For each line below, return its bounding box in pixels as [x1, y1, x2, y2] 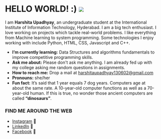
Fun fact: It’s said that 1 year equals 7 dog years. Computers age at [12, 80, 146, 85]
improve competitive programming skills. [12, 54, 93, 60]
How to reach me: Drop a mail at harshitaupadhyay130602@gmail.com [12, 69, 154, 75]
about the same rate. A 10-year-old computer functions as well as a [12, 85, 146, 91]
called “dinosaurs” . [12, 95, 52, 101]
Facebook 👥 [12, 129, 36, 135]
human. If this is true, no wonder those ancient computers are [30, 90, 153, 96]
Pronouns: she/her [12, 75, 50, 81]
